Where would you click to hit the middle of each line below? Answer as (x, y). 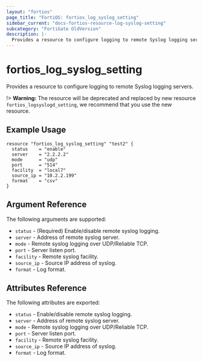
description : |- (27, 34)
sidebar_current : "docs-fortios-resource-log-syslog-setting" (86, 23)
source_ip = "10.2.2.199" (44, 176)
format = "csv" (35, 181)
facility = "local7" (39, 170)
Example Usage (36, 130)
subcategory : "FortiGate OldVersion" (54, 29)
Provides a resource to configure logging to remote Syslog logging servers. (100, 86)
